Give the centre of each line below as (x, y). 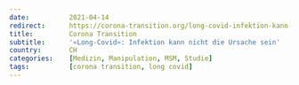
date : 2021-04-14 (59, 17)
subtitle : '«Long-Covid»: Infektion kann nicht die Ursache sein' (145, 42)
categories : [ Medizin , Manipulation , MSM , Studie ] (111, 58)
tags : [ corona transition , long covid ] (101, 67)
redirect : (28, 26)
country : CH (43, 50)
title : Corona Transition (73, 34)
